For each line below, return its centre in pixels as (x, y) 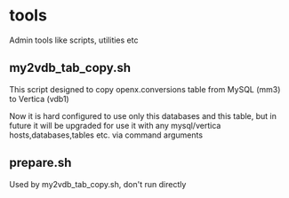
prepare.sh (40, 163)
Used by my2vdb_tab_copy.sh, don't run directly (98, 184)
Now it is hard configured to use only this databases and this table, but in (143, 115)
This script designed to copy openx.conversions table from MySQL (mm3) (145, 89)
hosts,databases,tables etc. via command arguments (106, 135)
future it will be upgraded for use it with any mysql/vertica (115, 125)
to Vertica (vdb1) (39, 99)
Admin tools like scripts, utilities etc (74, 40)
